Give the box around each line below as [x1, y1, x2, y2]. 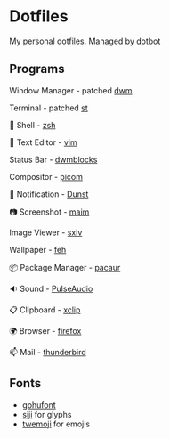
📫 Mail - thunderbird [9, 346, 86, 357]
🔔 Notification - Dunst [9, 189, 89, 199]
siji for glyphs [21, 409, 72, 419]
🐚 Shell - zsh [9, 119, 56, 130]
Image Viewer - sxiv [9, 227, 83, 238]
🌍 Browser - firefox [9, 325, 82, 336]
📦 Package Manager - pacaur [9, 262, 121, 272]
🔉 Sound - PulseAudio [9, 283, 93, 294]
